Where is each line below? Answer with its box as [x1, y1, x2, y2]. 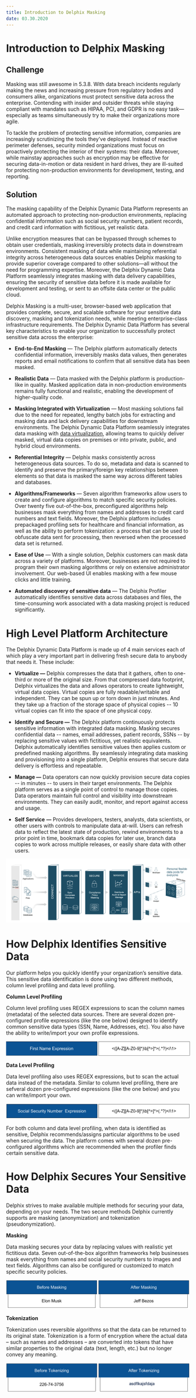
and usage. [14, 804, 42, 811]
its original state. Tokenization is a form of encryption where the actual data [6, 1332, 188, 1339]
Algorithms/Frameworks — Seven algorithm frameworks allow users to [14, 490, 188, 497]
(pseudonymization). [6, 1220, 56, 1227]
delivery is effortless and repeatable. [14, 762, 103, 769]
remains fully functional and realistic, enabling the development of [14, 387, 174, 395]
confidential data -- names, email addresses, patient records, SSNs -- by [14, 731, 190, 738]
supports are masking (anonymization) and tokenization [6, 1214, 140, 1221]
